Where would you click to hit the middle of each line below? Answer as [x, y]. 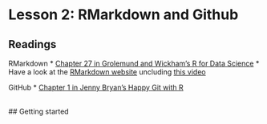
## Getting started [39, 111]
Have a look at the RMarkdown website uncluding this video [107, 72]
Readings [32, 44]
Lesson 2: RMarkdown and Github [123, 15]
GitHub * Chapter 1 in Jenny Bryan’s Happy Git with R [96, 87]
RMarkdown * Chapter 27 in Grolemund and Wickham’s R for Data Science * [134, 63]
